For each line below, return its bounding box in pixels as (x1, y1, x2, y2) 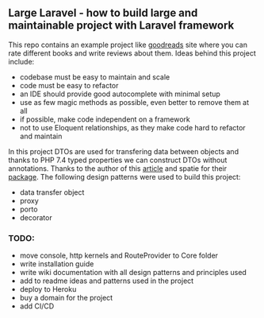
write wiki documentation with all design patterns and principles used (19, 268, 247, 277)
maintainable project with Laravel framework (8, 19, 235, 33)
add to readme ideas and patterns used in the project (19, 276, 194, 285)
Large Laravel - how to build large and (8, 6, 198, 20)
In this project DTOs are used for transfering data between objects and (8, 146, 239, 156)
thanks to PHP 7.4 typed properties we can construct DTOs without (8, 155, 228, 165)
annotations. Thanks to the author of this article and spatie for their (8, 163, 228, 173)
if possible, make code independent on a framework (19, 114, 190, 124)
